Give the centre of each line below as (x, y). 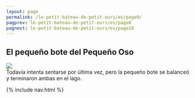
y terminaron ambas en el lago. (44, 79)
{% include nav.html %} (35, 90)
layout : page (22, 12)
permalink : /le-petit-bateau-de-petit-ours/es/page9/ (74, 17)
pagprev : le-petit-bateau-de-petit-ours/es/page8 (69, 22)
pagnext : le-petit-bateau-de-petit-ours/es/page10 (70, 28)
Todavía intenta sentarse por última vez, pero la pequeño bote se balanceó (98, 72)
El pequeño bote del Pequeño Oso (70, 52)
